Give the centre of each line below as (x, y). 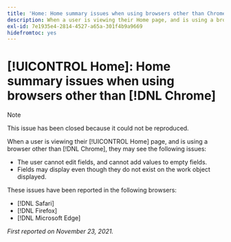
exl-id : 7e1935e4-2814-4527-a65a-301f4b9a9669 (75, 26)
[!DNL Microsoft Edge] (49, 218)
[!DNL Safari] (36, 203)
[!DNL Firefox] (37, 211)
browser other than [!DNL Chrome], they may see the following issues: (107, 149)
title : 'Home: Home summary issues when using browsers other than (106, 13)
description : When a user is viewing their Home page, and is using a (110, 20)
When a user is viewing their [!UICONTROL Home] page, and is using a (108, 142)
